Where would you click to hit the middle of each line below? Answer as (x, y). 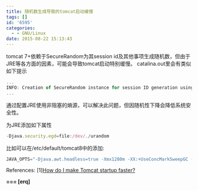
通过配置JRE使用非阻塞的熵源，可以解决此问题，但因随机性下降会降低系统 (96, 105)
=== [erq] (18, 182)
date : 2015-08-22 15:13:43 (39, 39)
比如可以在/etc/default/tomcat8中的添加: (55, 148)
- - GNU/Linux (29, 33)
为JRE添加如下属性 (29, 125)
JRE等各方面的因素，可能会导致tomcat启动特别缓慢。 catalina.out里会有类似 (99, 63)
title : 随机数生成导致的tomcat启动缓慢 (49, 11)
